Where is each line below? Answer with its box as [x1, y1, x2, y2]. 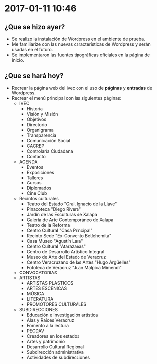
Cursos [26, 180, 42, 185]
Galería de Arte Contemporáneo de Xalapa [26, 217, 114, 223]
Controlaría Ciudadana [26, 148, 73, 154]
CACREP [26, 143, 45, 149]
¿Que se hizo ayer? [4, 23, 65, 31]
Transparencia [26, 132, 57, 138]
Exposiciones [26, 169, 54, 175]
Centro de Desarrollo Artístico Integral [26, 248, 105, 254]
